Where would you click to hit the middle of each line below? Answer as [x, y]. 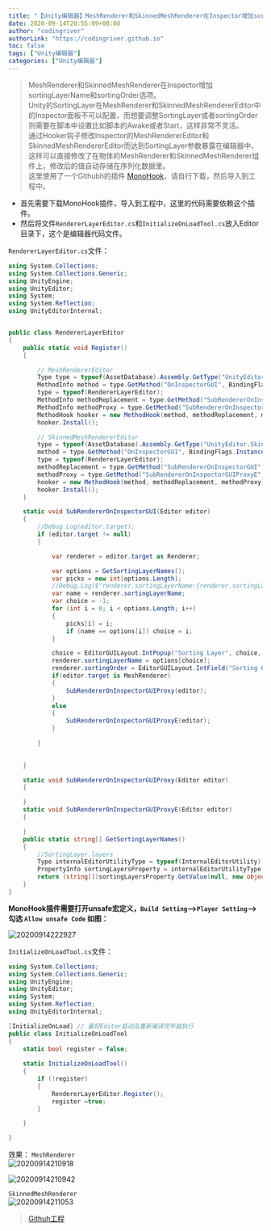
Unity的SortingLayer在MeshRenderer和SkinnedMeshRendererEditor [141, 105]
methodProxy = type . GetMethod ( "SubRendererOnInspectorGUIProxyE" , [151, 474]
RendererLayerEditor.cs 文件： [59, 251]
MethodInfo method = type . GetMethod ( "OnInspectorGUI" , [131, 385]
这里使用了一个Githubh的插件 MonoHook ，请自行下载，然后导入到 [138, 175]
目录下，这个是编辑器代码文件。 [73, 233]
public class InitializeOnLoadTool [68, 1034]
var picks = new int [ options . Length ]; [117, 579]
